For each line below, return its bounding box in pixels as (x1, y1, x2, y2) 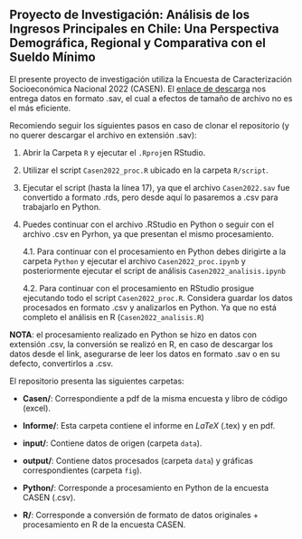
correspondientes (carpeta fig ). (22, 465, 143, 476)
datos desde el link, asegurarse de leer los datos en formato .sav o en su (9, 348, 280, 359)
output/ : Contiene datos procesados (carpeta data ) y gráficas (22, 455, 253, 466)
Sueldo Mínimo (9, 50, 97, 65)
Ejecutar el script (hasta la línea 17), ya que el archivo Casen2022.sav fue (22, 182, 290, 193)
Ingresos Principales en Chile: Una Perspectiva (9, 22, 279, 37)
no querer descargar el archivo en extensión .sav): (9, 129, 197, 140)
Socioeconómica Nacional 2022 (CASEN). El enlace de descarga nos (9, 83, 267, 94)
